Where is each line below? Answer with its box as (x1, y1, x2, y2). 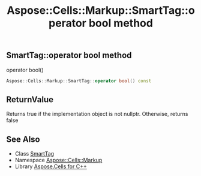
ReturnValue (6, 94, 54, 105)
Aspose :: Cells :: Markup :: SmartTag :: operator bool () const (6, 77, 152, 84)
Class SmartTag (14, 150, 55, 157)
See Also (6, 134, 40, 144)
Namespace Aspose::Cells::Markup (14, 157, 103, 164)
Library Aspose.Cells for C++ (14, 163, 87, 170)
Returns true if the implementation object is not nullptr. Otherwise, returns (6, 111, 188, 118)
